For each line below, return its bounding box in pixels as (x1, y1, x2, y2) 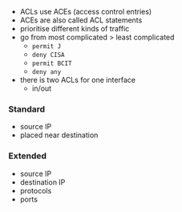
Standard (8, 104, 46, 115)
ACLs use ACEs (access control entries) (19, 7, 152, 16)
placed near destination (19, 130, 99, 140)
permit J (31, 43, 62, 51)
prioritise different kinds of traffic (19, 24, 130, 33)
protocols (19, 185, 52, 195)
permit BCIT (31, 59, 72, 67)
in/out (31, 84, 52, 93)
